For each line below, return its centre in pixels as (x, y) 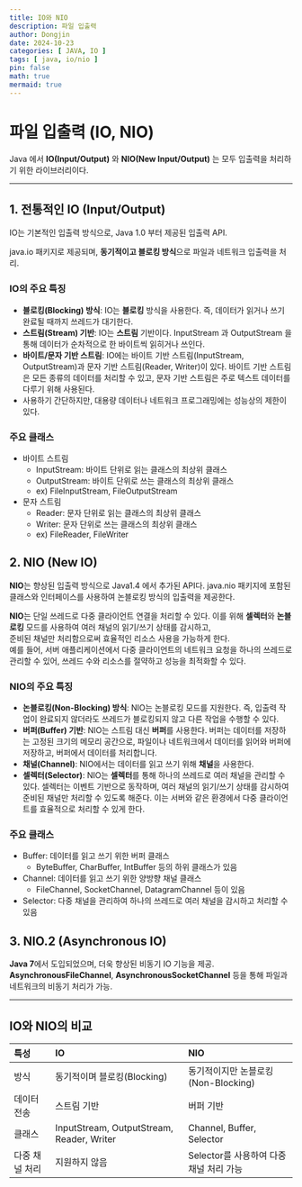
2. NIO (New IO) (53, 562)
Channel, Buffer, (222, 1128)
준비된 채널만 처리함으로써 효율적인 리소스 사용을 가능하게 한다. (120, 638)
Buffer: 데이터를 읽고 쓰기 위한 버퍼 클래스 (96, 856)
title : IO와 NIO (39, 18)
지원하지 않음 (81, 1162)
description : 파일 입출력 (53, 26)
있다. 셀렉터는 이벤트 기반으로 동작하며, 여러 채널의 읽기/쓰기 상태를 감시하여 (155, 787)
